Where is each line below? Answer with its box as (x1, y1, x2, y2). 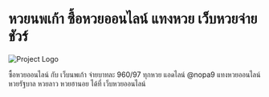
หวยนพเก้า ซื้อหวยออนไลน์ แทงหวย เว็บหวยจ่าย (8, 10, 258, 28)
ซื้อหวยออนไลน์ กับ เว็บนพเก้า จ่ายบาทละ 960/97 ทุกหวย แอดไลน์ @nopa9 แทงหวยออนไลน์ (8, 70, 261, 79)
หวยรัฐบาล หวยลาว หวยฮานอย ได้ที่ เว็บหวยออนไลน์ (8, 79, 146, 88)
